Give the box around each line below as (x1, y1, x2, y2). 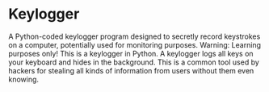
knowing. (8, 74, 39, 84)
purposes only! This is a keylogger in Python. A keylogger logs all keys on (8, 48, 254, 58)
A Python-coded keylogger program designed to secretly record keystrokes (8, 31, 261, 41)
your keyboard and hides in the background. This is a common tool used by (8, 57, 260, 67)
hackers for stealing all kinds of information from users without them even (8, 65, 254, 75)
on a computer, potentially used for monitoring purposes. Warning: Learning (8, 40, 261, 49)
